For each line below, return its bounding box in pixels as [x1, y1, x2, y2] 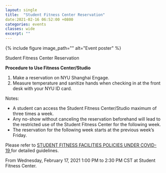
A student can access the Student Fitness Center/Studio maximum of [12, 105, 157, 111]
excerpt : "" [5, 31, 30, 36]
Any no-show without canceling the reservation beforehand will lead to [12, 116, 161, 122]
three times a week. [12, 110, 54, 117]
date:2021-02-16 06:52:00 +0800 [5, 17, 73, 22]
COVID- [140, 142, 157, 148]
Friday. [12, 132, 27, 138]
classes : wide [5, 26, 35, 32]
